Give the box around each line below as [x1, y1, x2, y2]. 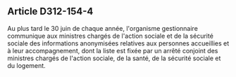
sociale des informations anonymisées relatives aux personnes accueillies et [7, 38, 230, 48]
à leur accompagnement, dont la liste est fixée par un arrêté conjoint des [7, 46, 218, 55]
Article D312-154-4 [7, 6, 94, 17]
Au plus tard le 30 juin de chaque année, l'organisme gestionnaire [7, 24, 199, 32]
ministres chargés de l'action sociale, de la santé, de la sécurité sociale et [7, 54, 221, 62]
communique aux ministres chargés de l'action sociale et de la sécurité [7, 31, 213, 40]
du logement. [7, 61, 46, 69]
